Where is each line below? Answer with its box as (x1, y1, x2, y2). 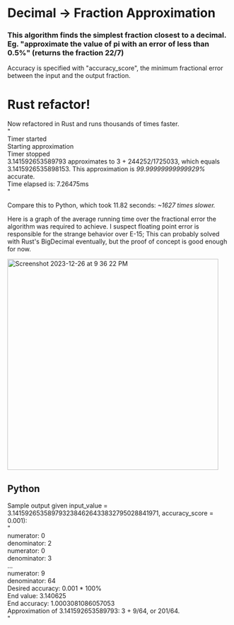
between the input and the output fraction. (7, 71, 131, 80)
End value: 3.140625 (7, 592, 66, 600)
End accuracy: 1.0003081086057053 (7, 600, 115, 608)
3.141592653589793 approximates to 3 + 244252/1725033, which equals (7, 157, 221, 166)
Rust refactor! (7, 96, 90, 113)
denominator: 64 (7, 577, 56, 585)
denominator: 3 (7, 554, 52, 563)
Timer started (7, 134, 47, 143)
